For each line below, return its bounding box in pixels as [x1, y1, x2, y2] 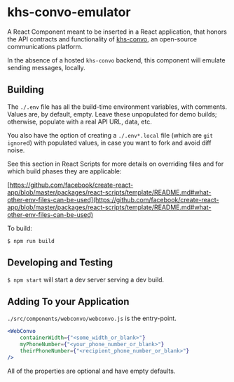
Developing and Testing [7, 257, 113, 269]
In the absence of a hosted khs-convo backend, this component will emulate [7, 55, 226, 64]
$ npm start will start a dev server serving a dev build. [7, 275, 165, 284]
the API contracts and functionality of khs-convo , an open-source [7, 34, 198, 43]
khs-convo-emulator [7, 4, 131, 20]
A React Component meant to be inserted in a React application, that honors [7, 27, 228, 36]
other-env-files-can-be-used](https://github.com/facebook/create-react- [7, 195, 219, 204]
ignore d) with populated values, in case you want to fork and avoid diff [7, 138, 212, 147]
